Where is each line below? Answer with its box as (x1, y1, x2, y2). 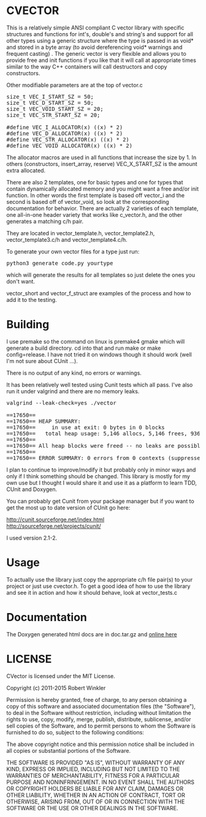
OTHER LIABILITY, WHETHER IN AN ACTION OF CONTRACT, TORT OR (6, 791, 185, 799)
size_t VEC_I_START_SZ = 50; (6, 93, 94, 100)
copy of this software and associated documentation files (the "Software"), (6, 702, 196, 710)
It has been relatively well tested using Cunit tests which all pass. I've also (6, 381, 193, 388)
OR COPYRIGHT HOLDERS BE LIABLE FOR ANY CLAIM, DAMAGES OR (6, 785, 184, 792)
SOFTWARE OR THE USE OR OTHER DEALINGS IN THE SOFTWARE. (6, 804, 178, 811)
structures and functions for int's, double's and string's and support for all (6, 30, 193, 37)
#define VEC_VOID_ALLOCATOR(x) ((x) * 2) (6, 142, 133, 149)
